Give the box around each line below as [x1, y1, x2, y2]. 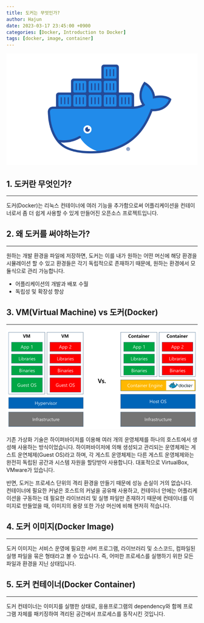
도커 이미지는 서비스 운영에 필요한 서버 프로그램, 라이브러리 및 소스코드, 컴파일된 [6, 544, 196, 552]
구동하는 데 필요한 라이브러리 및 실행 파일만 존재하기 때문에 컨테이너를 [22, 495, 188, 502]
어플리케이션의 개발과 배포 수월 [15, 280, 89, 287]
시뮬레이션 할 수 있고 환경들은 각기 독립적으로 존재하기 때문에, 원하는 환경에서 [6, 259, 189, 267]
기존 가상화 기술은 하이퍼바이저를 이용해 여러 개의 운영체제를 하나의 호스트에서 [6, 436, 191, 443]
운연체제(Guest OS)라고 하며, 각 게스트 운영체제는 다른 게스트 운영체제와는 [17, 451, 194, 459]
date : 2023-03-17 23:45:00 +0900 [6, 23, 91, 29]
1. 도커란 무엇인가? [6, 178, 72, 189]
